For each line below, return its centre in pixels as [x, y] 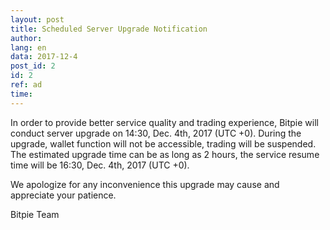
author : [26, 38]
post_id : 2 [33, 66]
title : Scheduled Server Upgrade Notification [109, 29]
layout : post [37, 19]
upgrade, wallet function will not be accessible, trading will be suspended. [163, 143]
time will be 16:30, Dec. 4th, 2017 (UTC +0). [100, 165]
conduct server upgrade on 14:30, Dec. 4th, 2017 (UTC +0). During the [156, 133]
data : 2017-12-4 [44, 57]
